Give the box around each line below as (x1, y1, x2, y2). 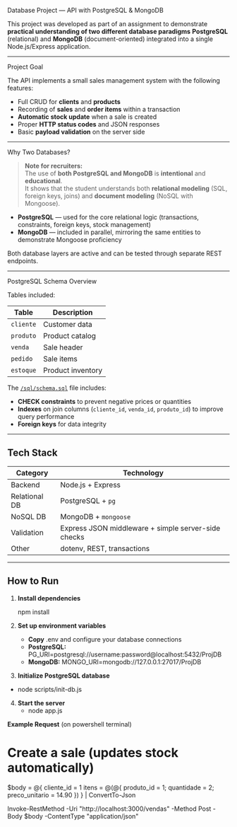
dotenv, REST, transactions (60, 543, 150, 553)
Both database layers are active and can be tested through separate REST (7, 249, 222, 258)
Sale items (43, 354, 78, 364)
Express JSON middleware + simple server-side (60, 523, 221, 533)
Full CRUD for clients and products (17, 98, 121, 105)
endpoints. (7, 257, 39, 265)
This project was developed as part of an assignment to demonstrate (7, 20, 208, 28)
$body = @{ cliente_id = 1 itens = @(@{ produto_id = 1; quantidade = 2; (7, 783, 214, 792)
